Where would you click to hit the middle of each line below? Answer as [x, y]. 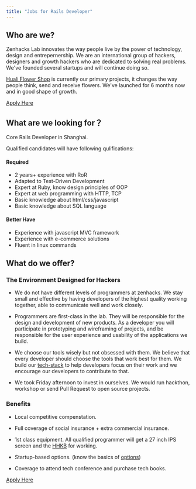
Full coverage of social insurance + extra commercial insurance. [92, 428]
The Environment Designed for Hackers [63, 280]
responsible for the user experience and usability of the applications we [101, 335]
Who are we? [30, 35]
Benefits [18, 404]
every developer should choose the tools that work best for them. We [98, 359]
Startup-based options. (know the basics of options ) [78, 457]
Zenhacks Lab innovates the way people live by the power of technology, [94, 49]
